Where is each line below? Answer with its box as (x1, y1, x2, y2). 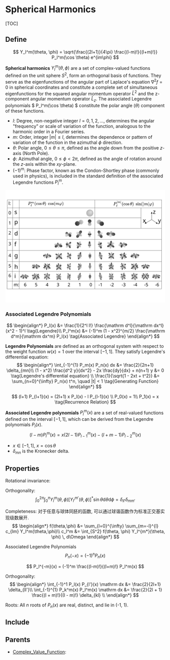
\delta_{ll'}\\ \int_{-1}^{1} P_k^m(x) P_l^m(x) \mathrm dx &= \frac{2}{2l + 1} (8, 587, 162, 593)
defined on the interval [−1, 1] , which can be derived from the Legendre (5, 416, 154, 422)
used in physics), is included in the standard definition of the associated (12, 172, 163, 179)
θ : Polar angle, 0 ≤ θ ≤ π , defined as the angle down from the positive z (12, 144, 163, 151)
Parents (5, 635, 30, 644)
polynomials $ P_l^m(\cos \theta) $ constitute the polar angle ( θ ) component (5, 102, 165, 108)
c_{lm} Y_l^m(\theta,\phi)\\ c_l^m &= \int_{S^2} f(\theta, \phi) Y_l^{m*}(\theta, (5, 528, 165, 534)
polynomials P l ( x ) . (5, 422, 43, 429)
